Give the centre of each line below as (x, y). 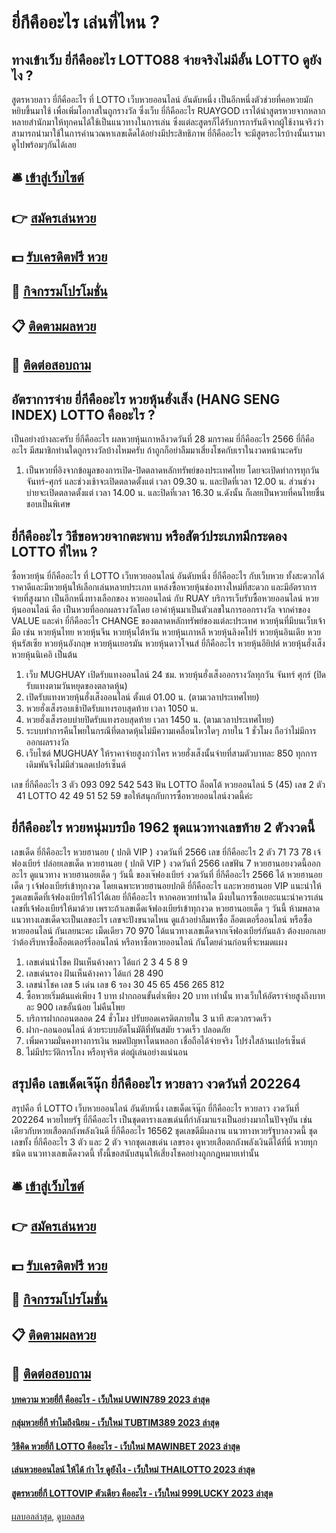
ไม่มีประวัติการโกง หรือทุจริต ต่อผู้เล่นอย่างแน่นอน (107, 1052)
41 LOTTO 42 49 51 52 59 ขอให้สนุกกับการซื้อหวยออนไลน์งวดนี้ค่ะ (134, 795)
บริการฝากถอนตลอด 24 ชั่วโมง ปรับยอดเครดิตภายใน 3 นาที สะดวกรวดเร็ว (148, 1018)
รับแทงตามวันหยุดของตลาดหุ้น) (76, 685)
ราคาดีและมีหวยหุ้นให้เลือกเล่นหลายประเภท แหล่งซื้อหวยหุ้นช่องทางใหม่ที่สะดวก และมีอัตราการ (164, 587)
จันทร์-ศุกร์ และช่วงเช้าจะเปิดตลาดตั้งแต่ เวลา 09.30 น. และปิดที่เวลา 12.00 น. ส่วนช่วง (170, 482)
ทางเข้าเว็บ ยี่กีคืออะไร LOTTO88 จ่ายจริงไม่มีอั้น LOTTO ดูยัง (166, 59)
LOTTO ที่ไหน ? (54, 551)
